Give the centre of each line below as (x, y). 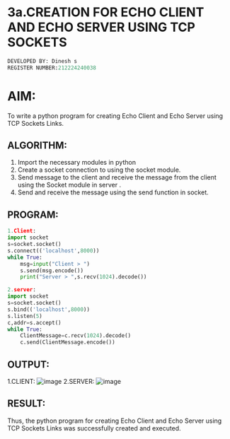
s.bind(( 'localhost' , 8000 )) (49, 309)
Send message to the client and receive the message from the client (117, 177)
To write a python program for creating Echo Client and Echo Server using (115, 116)
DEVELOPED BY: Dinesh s (42, 61)
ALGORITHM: (37, 146)
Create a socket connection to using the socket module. (99, 170)
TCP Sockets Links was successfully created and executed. (94, 428)
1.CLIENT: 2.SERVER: (51, 381)
